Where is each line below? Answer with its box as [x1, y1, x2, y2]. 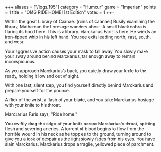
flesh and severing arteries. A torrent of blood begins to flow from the [5, 126, 144, 132]
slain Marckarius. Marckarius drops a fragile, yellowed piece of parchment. [5, 141, 155, 147]
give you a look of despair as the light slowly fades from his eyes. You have [5, 136, 155, 142]
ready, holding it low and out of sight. [5, 73, 80, 79]
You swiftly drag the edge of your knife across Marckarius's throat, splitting [5, 121, 156, 126]
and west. [5, 39, 25, 45]
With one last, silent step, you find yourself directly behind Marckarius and [5, 83, 154, 88]
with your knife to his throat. [5, 102, 62, 108]
